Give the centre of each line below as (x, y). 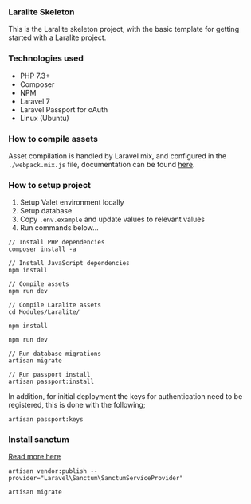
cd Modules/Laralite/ (44, 312)
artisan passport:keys (46, 420)
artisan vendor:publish (48, 471)
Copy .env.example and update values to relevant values (112, 219)
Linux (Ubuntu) (44, 118)
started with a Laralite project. (57, 37)
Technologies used (46, 58)
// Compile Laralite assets (55, 305)
